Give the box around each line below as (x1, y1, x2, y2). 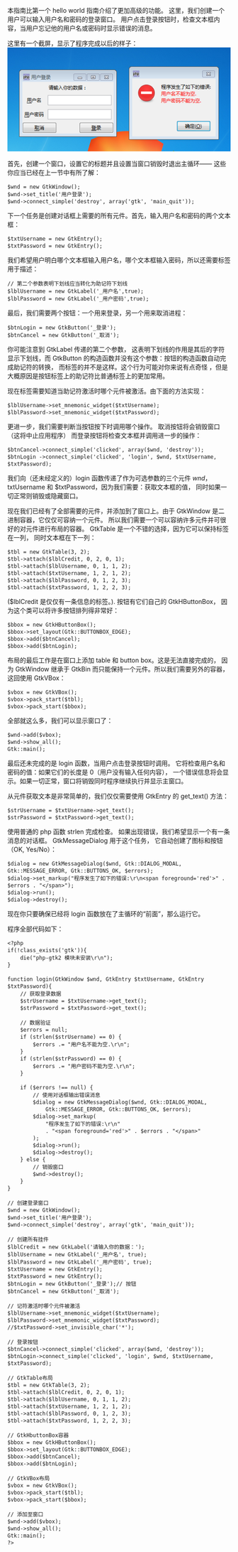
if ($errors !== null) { (20, 1084, 93, 1092)
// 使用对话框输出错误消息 (33, 1092, 101, 1099)
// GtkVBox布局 (7, 1475, 50, 1482)
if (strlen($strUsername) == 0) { (20, 1033, 122, 1041)
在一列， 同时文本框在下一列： (7, 534, 96, 542)
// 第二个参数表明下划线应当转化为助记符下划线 (7, 280, 128, 288)
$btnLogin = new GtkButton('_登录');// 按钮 (7, 1281, 137, 1288)
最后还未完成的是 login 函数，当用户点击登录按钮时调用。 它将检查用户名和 (7, 759, 225, 767)
